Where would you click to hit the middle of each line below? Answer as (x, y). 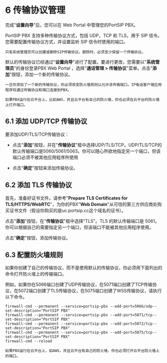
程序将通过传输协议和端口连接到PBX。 (38, 90)
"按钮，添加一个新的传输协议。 (41, 74)
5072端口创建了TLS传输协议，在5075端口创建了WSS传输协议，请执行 (90, 291)
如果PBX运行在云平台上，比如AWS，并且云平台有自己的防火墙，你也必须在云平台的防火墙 (82, 99)
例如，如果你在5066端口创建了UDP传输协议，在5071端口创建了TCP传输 (79, 284)
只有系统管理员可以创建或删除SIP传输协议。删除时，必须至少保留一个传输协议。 (75, 52)
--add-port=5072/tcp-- (133, 324)
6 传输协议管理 (35, 10)
